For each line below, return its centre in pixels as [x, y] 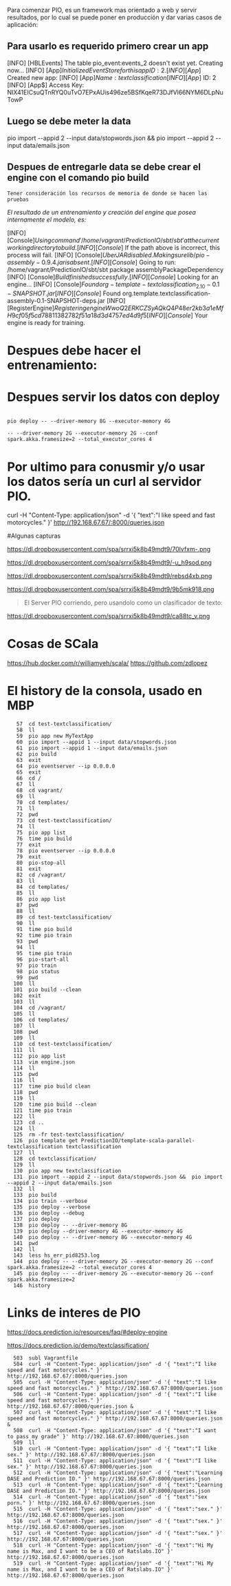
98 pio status [38, 972]
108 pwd [26, 1032]
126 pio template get [46, 1141]
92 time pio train [44, 936]
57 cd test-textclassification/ [64, 724]
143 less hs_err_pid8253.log [56, 1255]
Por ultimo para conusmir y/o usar [106, 467]
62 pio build [36, 754]
